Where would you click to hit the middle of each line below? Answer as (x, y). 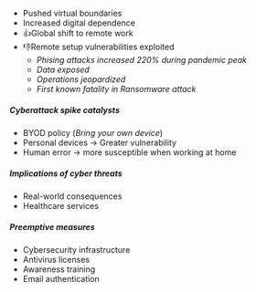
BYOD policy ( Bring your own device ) (93, 132)
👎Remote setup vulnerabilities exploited (99, 47)
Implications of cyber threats (66, 173)
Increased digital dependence (79, 23)
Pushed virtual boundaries (72, 13)
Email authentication (61, 278)
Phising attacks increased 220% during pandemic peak (142, 60)
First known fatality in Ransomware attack (116, 89)
